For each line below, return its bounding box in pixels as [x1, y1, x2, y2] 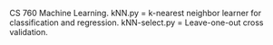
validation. [9, 27, 48, 37]
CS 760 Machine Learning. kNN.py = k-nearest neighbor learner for [9, 8, 262, 18]
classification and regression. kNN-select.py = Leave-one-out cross [9, 17, 264, 28]
